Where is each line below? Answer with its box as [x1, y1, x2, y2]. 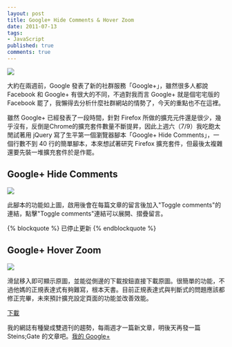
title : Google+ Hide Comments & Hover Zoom [7, 17, 135, 24]
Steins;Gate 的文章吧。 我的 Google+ [7, 332, 110, 340]
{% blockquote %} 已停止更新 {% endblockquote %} [7, 224, 157, 232]
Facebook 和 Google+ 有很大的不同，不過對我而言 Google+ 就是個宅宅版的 [7, 90, 220, 98]
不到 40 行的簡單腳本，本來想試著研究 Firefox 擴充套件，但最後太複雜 [25, 139, 223, 147]
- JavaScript [7, 36, 45, 43]
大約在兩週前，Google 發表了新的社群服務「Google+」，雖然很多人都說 [7, 81, 209, 90]
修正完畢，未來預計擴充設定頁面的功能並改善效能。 [7, 294, 153, 302]
